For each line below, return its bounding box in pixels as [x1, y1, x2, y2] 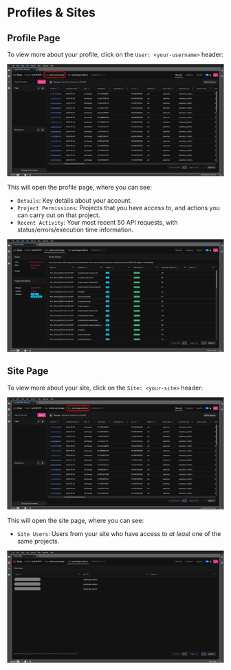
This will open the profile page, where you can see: [7, 183, 153, 192]
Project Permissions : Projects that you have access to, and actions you [16, 204, 220, 212]
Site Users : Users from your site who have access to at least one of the [16, 529, 221, 537]
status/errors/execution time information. [16, 225, 134, 234]
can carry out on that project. [16, 211, 100, 219]
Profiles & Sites [7, 5, 96, 21]
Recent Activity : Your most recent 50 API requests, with [16, 219, 178, 227]
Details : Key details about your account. [16, 197, 133, 205]
